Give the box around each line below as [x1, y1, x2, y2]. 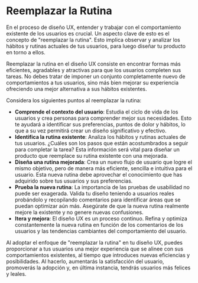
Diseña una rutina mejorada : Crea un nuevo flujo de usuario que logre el [14, 158, 192, 165]
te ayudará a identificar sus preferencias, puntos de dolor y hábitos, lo [14, 121, 186, 128]
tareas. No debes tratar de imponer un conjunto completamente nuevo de [6, 73, 186, 80]
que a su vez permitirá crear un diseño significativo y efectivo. [14, 127, 167, 134]
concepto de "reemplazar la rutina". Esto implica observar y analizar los [6, 36, 180, 43]
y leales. [6, 270, 27, 277]
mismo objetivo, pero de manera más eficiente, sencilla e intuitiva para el [14, 164, 193, 172]
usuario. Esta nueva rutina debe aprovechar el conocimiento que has [14, 171, 183, 178]
